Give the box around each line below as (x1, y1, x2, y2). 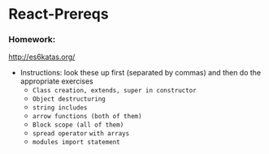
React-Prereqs (8, 5, 109, 24)
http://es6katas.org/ (8, 52, 76, 62)
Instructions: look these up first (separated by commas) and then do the (20, 68, 262, 78)
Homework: (8, 34, 56, 45)
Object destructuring (32, 95, 106, 104)
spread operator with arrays (32, 130, 130, 138)
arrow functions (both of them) (32, 113, 142, 121)
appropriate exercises (20, 76, 93, 86)
